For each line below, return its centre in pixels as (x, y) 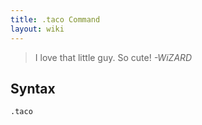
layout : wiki (37, 29)
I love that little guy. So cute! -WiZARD (113, 57)
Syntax (33, 88)
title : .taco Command (55, 19)
